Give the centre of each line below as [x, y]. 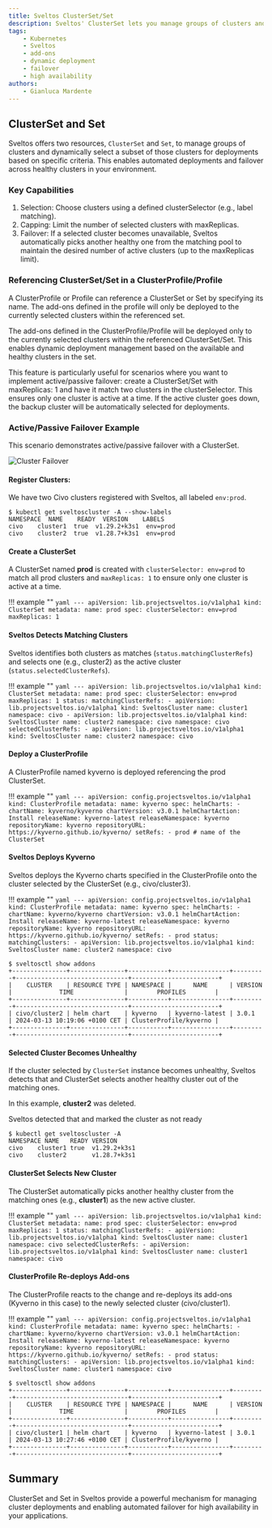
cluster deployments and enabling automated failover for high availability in [134, 1507]
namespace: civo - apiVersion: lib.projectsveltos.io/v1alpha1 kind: [128, 715]
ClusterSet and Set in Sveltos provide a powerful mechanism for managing [133, 1498]
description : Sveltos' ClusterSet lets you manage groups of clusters [130, 23]
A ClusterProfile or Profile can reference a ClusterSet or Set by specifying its [136, 298]
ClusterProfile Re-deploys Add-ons [69, 1276]
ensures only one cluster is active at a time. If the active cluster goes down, [134, 398]
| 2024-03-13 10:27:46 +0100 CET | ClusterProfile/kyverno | [114, 1440]
